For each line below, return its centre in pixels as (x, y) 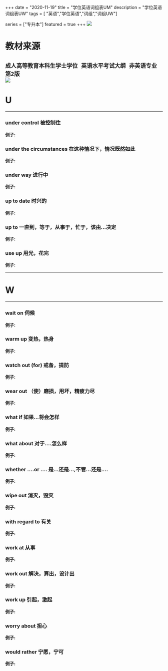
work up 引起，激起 (29, 600)
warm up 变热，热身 (29, 339)
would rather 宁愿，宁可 (34, 652)
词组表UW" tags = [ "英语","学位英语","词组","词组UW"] (61, 14)
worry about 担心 (26, 626)
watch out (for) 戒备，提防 (37, 365)
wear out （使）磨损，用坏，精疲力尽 (50, 391)
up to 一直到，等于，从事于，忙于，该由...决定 (61, 227)
